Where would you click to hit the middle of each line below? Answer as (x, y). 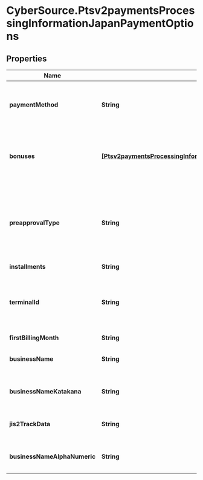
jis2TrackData (30, 424)
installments (27, 267)
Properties (27, 58)
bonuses (22, 156)
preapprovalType (34, 223)
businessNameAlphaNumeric (53, 456)
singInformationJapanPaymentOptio (100, 23)
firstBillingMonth (34, 338)
